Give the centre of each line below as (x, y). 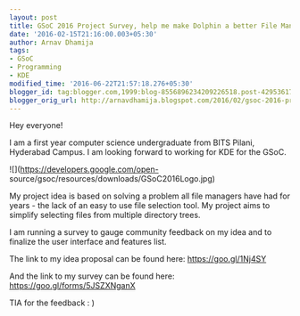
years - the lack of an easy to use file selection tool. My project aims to (140, 206)
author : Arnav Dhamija (51, 42)
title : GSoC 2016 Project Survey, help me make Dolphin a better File (143, 26)
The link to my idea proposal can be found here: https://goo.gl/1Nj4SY (138, 259)
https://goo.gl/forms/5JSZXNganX (72, 286)
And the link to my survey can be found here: (92, 276)
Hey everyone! (36, 126)
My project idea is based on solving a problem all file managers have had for (150, 196)
